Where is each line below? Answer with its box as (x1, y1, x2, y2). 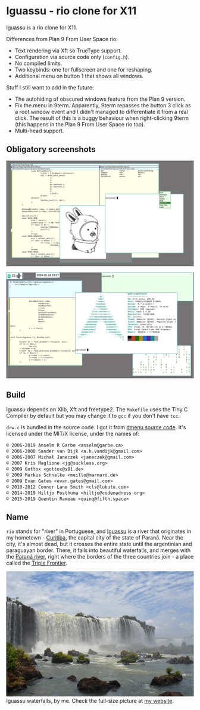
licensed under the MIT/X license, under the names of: (6, 430, 140, 437)
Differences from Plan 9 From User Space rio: (6, 35, 118, 42)
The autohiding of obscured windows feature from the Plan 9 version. (14, 95, 186, 103)
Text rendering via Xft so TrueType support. (14, 46, 122, 54)
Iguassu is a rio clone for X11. (6, 24, 77, 31)
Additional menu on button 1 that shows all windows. (14, 72, 144, 79)
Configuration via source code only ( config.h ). (14, 53, 130, 60)
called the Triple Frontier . (6, 559, 67, 567)
